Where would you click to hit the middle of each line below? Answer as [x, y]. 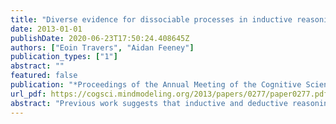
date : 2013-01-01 [46, 29]
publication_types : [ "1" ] [64, 57]
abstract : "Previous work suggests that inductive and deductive [149, 103]
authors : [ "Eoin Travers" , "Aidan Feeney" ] [102, 47]
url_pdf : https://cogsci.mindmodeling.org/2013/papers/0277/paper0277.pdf [169, 94]
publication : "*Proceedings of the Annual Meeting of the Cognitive [156, 85]
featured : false [44, 76]
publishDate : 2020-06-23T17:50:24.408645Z [100, 38]
